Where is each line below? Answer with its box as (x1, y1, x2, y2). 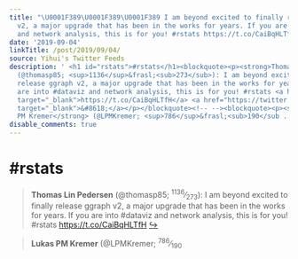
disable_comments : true (9, 121, 98, 129)
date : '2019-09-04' (9, 37, 82, 47)
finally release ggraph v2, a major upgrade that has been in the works (30, 200, 286, 211)
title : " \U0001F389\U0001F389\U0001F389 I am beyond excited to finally (9, 12, 284, 22)
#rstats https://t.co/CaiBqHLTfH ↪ (30, 219, 158, 231)
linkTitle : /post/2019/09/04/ (9, 46, 122, 55)
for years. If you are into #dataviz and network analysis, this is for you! (30, 210, 288, 221)
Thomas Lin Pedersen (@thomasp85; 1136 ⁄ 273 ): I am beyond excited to (30, 187, 288, 202)
